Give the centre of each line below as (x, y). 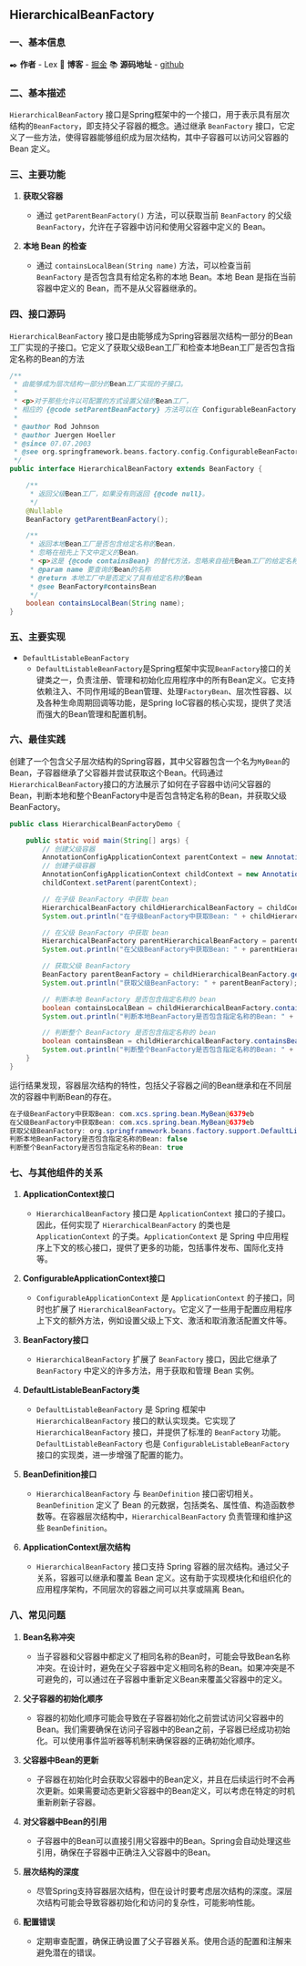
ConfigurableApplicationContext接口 (94, 1278)
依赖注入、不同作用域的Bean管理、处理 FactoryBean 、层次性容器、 (160, 691)
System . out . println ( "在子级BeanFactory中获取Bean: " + (144, 916)
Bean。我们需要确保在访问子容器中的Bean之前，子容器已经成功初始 (163, 1729)
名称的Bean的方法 (51, 358)
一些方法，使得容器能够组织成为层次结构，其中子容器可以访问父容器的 (157, 137)
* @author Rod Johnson (56, 426)
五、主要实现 (38, 637)
